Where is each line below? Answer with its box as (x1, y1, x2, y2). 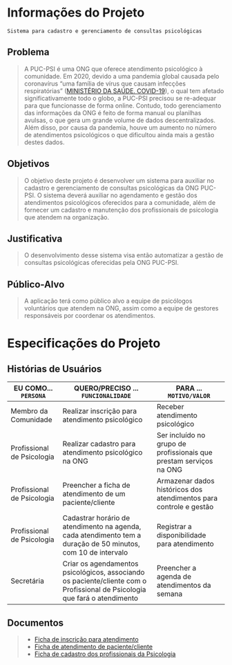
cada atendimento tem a (62, 530, 142, 540)
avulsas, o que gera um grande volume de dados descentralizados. (23, 116, 216, 124)
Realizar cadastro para (62, 439, 136, 449)
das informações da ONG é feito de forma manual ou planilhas (23, 108, 202, 117)
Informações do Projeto (7, 5, 145, 21)
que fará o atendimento (62, 593, 139, 603)
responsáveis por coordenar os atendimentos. (23, 312, 155, 320)
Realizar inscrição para (62, 406, 137, 416)
